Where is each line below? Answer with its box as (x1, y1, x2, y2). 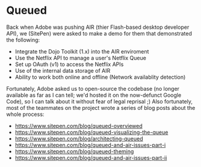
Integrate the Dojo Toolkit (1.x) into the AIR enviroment (14, 47, 149, 55)
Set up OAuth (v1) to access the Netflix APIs (14, 61, 124, 68)
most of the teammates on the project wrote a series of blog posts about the (6, 104, 196, 111)
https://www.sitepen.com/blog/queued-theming (14, 148, 134, 155)
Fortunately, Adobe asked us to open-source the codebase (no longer (6, 85, 179, 92)
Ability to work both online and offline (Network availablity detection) (14, 73, 186, 80)
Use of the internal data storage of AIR (14, 67, 111, 74)
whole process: (6, 111, 45, 118)
